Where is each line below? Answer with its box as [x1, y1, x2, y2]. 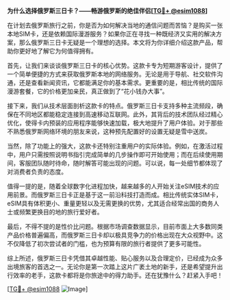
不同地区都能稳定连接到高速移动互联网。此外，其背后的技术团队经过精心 [18, 110, 223, 118]
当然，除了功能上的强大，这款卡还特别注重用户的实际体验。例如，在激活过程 [7, 142, 223, 150]
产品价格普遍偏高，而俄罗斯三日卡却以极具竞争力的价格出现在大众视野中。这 [7, 231, 223, 239]
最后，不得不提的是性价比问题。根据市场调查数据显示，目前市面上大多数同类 [7, 223, 223, 230]
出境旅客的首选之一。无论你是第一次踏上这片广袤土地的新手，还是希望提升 [7, 263, 217, 271]
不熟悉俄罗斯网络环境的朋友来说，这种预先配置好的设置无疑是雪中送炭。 [7, 127, 211, 136]
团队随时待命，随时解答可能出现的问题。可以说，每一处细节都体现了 [30, 159, 223, 167]
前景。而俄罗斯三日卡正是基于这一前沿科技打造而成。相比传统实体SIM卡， [12, 191, 222, 199]
